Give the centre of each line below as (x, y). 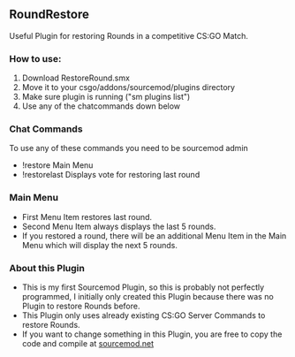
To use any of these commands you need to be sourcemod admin (129, 148)
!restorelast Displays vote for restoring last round (111, 175)
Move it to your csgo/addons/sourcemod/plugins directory (129, 87)
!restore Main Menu (57, 165)
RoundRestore (49, 15)
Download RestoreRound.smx (76, 78)
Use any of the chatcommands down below (101, 106)
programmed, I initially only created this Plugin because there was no (147, 296)
